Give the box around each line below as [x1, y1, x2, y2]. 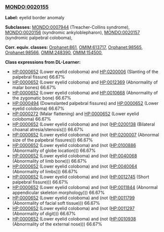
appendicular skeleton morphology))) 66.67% [12, 189, 105, 196]
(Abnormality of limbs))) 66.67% [12, 169, 78, 175]
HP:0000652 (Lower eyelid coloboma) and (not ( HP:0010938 [12, 216, 136, 222]
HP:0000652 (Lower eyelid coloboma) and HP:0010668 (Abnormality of [12, 90, 158, 96]
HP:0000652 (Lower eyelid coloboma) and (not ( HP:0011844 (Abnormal [12, 185, 158, 190]
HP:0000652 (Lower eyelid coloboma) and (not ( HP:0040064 [12, 163, 137, 169]
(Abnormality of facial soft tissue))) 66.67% [12, 200, 100, 206]
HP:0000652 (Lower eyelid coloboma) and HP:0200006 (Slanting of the [12, 69, 159, 75]
